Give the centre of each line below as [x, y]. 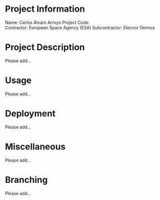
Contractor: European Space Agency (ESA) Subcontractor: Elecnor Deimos [80, 27]
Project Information [45, 9]
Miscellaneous [35, 146]
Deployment [30, 113]
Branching [26, 180]
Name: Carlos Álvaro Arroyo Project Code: [47, 22]
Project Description [45, 47]
